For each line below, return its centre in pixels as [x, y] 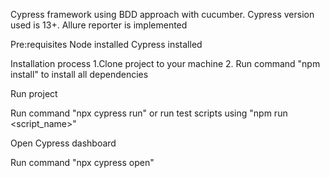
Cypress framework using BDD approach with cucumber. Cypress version [162, 14]
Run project [34, 93]
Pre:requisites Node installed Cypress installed [106, 44]
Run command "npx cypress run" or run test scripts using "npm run [149, 113]
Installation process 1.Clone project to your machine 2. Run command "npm [165, 63]
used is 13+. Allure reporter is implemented [99, 25]
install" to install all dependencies [79, 74]
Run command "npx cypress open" [82, 162]
